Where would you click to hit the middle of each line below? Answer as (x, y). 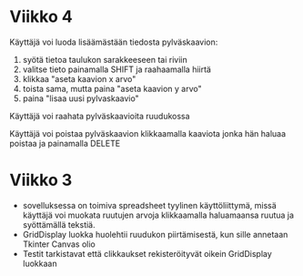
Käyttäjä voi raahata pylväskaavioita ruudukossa (100, 116)
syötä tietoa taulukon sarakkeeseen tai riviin (105, 59)
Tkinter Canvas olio (59, 244)
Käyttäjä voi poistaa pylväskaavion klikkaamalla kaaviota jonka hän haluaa (148, 133)
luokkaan (40, 263)
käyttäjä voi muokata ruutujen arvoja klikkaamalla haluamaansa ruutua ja (158, 215)
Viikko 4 (41, 17)
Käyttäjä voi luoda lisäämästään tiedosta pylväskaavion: (114, 42)
